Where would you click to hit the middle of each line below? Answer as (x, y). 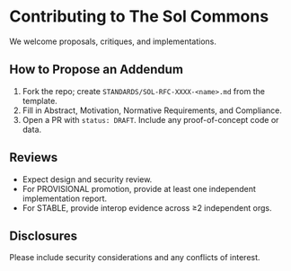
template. (40, 101)
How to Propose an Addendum (97, 70)
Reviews (34, 157)
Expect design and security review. (87, 179)
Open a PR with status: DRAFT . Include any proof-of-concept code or (150, 119)
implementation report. (65, 198)
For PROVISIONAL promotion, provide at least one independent (139, 188)
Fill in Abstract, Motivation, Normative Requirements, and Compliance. (152, 110)
